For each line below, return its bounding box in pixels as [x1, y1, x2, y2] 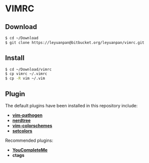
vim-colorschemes [12, 123, 53, 129]
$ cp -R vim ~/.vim [5, 76, 45, 81]
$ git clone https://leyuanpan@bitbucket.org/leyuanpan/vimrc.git [5, 40, 145, 45]
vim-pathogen [12, 112, 43, 118]
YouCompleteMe [12, 147, 48, 153]
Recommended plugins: [5, 137, 53, 143]
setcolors [12, 128, 33, 133]
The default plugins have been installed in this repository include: [5, 103, 138, 108]
